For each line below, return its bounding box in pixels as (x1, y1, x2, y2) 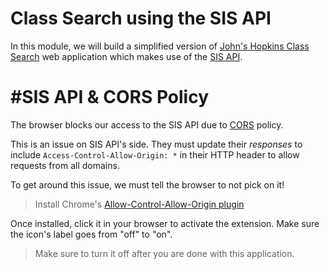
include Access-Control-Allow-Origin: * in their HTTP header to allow (10, 148, 300, 161)
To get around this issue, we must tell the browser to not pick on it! (10, 178, 285, 191)
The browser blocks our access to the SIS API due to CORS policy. (10, 118, 284, 131)
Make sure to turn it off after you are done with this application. (34, 247, 295, 259)
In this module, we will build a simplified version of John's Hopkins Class (10, 40, 310, 52)
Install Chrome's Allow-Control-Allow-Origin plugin (34, 198, 245, 210)
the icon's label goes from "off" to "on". (10, 228, 173, 240)
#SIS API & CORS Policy (10, 86, 210, 109)
